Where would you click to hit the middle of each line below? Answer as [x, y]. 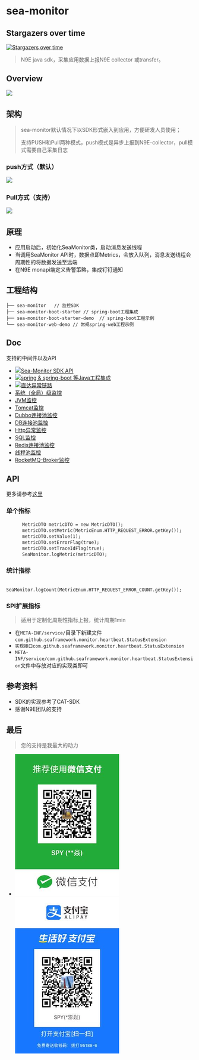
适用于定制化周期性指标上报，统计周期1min [73, 620]
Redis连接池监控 [35, 445]
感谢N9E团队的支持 [38, 709]
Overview [25, 79]
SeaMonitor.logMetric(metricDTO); [65, 554]
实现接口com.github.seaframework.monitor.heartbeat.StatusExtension [99, 646]
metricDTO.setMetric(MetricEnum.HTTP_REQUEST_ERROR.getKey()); [102, 530]
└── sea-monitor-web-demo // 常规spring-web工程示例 [70, 324]
